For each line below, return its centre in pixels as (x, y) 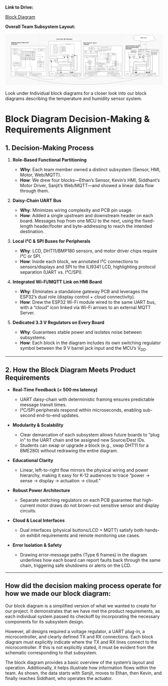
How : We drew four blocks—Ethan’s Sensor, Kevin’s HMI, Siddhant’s (90, 180)
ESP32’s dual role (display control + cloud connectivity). (77, 297)
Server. (27, 313)
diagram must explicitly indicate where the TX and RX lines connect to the (81, 642)
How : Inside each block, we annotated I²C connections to (79, 262)
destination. (32, 232)
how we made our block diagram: (58, 594)
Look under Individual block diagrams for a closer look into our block (76, 93)
